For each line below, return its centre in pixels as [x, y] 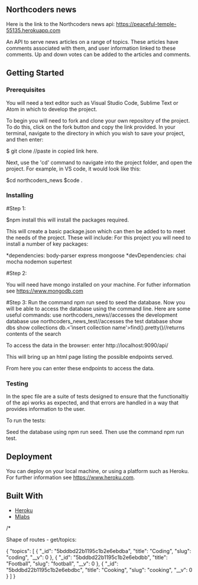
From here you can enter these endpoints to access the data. [80, 368]
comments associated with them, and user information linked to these [91, 48]
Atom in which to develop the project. [52, 109]
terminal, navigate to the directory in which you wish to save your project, [95, 133]
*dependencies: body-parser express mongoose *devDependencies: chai [96, 255]
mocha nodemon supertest [39, 261]
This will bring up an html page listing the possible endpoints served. [90, 356]
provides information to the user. [46, 409]
